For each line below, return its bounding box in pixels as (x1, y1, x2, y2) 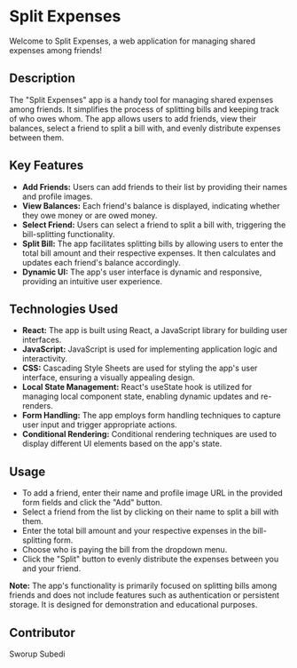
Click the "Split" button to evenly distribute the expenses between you (21, 553, 279, 565)
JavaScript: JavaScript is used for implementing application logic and (21, 344, 277, 354)
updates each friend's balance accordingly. (21, 257, 181, 267)
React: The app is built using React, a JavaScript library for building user (21, 325, 288, 336)
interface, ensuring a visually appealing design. (21, 372, 195, 383)
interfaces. (21, 335, 62, 346)
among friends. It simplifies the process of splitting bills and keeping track (9, 104, 279, 115)
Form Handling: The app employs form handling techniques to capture (21, 410, 281, 421)
